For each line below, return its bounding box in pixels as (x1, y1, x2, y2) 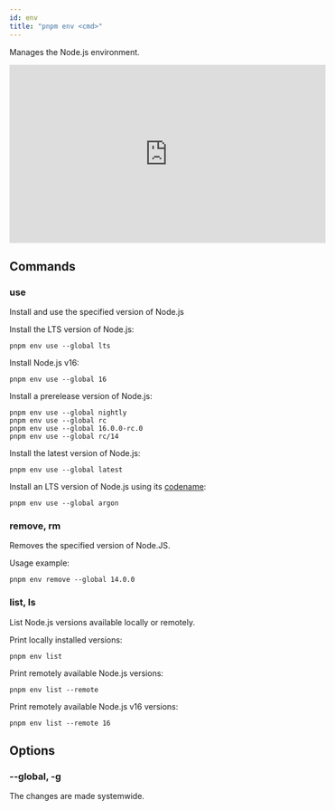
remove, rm (9, 519, 61, 532)
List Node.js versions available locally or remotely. (9, 616, 196, 627)
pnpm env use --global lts (9, 341, 111, 351)
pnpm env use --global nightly (9, 408, 127, 417)
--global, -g (9, 770, 61, 783)
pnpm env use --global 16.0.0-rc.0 (9, 424, 144, 434)
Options (9, 743, 56, 758)
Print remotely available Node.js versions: (9, 667, 164, 679)
